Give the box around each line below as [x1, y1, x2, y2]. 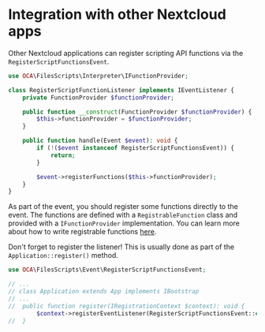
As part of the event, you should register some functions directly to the [8, 202, 238, 211]
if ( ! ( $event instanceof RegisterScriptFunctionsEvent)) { [36, 144, 235, 152]
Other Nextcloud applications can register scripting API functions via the [8, 48, 244, 58]
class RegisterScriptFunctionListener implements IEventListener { [8, 86, 235, 94]
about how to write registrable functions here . [8, 227, 157, 237]
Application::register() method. [8, 251, 118, 260]
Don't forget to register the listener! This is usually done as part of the [8, 242, 235, 252]
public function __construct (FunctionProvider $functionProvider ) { [22, 108, 252, 116]
